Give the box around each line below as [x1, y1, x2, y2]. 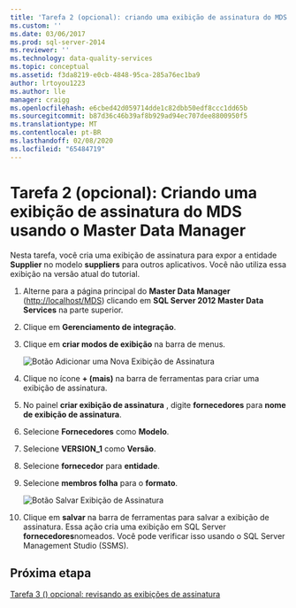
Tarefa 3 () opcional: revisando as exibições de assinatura [10, 589, 221, 600]
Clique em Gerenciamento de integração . [22, 321, 177, 332]
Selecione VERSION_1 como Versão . [22, 443, 156, 454]
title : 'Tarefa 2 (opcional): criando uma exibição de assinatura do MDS [10, 12, 288, 22]
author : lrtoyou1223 [10, 79, 87, 88]
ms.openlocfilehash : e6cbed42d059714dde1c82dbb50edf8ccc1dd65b [10, 104, 248, 112]
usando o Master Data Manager [10, 220, 247, 240]
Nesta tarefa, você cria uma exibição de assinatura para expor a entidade [10, 250, 277, 260]
